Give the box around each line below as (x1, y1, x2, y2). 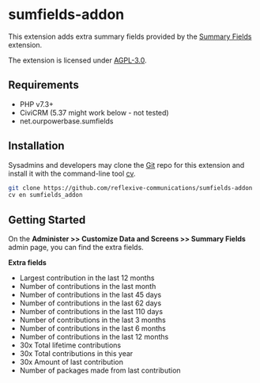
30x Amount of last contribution (19, 358, 124, 367)
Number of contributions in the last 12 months (19, 332, 169, 342)
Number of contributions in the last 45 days (19, 290, 162, 300)
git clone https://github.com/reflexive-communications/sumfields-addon (8, 184, 253, 191)
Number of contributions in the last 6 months (19, 324, 166, 333)
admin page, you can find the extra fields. (8, 243, 144, 252)
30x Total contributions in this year (19, 349, 134, 358)
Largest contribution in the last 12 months (19, 273, 155, 283)
